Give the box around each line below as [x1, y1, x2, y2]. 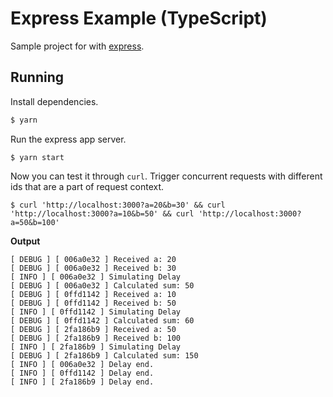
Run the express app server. [10, 133, 127, 145]
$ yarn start [10, 152, 65, 162]
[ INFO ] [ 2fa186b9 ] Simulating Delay [10, 342, 182, 352]
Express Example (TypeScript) [10, 7, 268, 30]
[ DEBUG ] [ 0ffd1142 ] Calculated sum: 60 [10, 315, 195, 326]
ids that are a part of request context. [10, 180, 165, 192]
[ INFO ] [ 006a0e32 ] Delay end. [10, 359, 155, 369]
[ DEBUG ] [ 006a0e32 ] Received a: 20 [10, 254, 177, 264]
